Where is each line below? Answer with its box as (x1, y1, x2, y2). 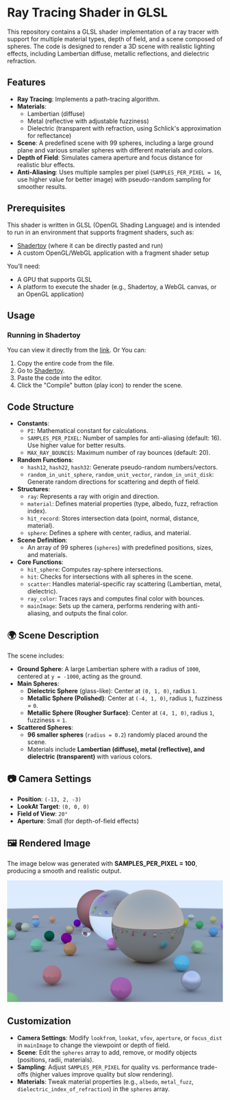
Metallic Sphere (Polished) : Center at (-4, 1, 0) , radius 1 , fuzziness (27, 694, 222, 702)
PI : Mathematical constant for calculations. (27, 427, 149, 435)
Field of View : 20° (16, 809, 68, 818)
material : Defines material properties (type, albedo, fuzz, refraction (27, 500, 218, 508)
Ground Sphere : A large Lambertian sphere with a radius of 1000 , (16, 664, 201, 673)
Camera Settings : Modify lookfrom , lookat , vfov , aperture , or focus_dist (16, 1033, 222, 1042)
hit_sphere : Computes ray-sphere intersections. (27, 565, 164, 574)
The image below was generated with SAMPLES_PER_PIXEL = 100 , (7, 859, 198, 867)
